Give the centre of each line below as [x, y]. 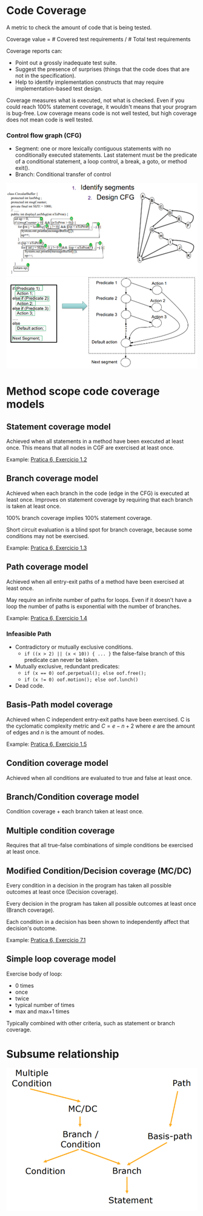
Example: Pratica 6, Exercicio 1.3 [47, 548]
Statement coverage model [58, 427]
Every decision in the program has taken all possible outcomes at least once [101, 904]
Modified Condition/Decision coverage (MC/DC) [99, 871]
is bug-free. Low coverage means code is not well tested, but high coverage [101, 113]
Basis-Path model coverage [60, 705]
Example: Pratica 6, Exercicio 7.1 [46, 940]
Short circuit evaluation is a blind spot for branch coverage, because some [99, 530]
